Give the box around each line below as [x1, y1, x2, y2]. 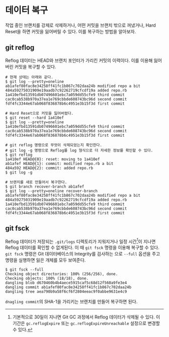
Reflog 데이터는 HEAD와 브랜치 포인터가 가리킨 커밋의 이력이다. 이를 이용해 [5, 57, 153, 63]
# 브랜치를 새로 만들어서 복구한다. [5, 180, 67, 185]
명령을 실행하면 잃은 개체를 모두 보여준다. [5, 257, 86, 263]
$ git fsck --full [5, 267, 44, 272]
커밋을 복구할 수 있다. [14, 63, 56, 69]
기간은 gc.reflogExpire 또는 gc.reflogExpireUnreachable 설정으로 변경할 [12, 320, 160, 326]
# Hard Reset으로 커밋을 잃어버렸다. [5, 111, 74, 116]
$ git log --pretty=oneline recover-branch [5, 188, 98, 194]
